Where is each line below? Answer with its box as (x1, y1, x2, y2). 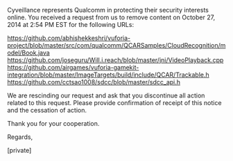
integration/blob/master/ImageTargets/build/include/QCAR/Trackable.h (7, 70, 209, 79)
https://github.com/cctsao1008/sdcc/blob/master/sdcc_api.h (7, 78, 181, 86)
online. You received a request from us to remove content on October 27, (7, 13, 216, 21)
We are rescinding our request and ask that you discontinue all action (7, 91, 205, 100)
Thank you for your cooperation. (7, 120, 100, 127)
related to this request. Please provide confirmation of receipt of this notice (7, 99, 222, 106)
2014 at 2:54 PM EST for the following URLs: (7, 21, 134, 28)
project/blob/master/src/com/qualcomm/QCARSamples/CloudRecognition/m (7, 41, 226, 49)
